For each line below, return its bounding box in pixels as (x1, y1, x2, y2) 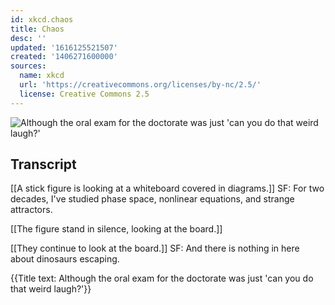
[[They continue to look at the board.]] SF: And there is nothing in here (10, 242, 300, 255)
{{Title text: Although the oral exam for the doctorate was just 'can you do (10, 272, 314, 285)
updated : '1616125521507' (10, 42, 118, 53)
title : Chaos (10, 24, 65, 34)
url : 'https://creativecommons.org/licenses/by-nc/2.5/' (19, 80, 262, 90)
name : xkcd (19, 71, 65, 81)
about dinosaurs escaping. (10, 253, 120, 265)
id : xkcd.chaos (10, 14, 74, 25)
